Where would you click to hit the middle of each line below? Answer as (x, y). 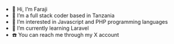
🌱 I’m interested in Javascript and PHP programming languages (90, 22)
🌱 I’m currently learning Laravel (50, 28)
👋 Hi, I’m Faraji (30, 9)
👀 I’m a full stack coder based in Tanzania (63, 15)
